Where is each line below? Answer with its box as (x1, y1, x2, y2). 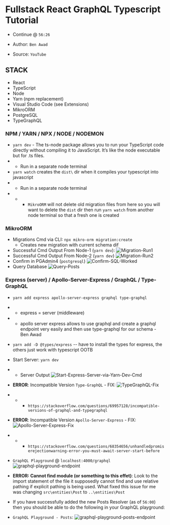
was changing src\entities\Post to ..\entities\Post (12, 489, 125, 495)
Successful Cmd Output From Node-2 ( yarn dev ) (12, 253, 115, 259)
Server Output (20, 371, 50, 378)
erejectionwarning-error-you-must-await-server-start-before (27, 448, 160, 454)
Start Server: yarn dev (12, 356, 59, 363)
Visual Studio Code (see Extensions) (12, 101, 89, 107)
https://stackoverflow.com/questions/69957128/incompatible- (27, 403, 160, 409)
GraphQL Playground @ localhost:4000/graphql (12, 457, 111, 463)
